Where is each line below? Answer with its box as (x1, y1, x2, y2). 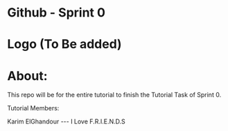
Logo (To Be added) (7, 37, 123, 52)
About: (7, 68, 48, 83)
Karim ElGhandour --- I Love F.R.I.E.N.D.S (7, 117, 126, 125)
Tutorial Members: (7, 104, 60, 112)
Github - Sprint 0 (7, 5, 106, 21)
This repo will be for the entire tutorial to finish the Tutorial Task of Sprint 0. (7, 91, 222, 99)
